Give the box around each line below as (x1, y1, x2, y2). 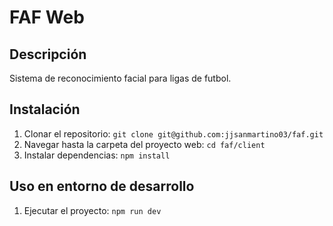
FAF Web (9, 6, 85, 29)
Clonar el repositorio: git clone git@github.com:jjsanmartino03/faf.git (23, 127, 324, 140)
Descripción (9, 46, 87, 63)
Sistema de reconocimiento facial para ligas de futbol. (9, 72, 232, 84)
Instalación (9, 101, 81, 118)
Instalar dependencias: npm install (23, 149, 171, 161)
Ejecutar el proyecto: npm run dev (23, 204, 162, 216)
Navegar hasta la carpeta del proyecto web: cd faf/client (23, 138, 266, 150)
